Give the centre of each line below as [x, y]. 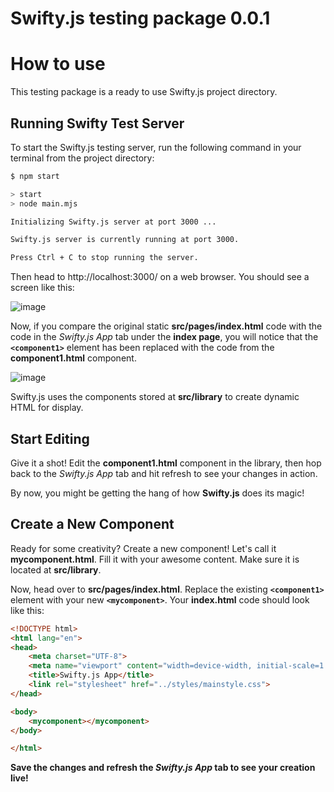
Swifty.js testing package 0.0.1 [140, 18]
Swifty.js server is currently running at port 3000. [125, 240]
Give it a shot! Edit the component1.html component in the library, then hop [166, 463]
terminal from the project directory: [82, 158]
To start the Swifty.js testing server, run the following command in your [156, 147]
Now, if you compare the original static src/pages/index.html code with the [166, 326]
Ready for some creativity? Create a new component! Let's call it [143, 548]
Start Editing [50, 438]
